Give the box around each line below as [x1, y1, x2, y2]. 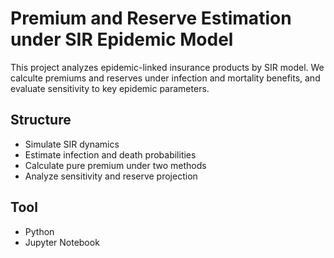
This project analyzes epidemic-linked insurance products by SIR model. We [10, 61, 325, 73]
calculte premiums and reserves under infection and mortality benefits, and [10, 72, 321, 84]
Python [24, 225, 55, 237]
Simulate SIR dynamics [24, 138, 120, 150]
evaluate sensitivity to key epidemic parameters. [10, 82, 210, 94]
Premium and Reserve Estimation [10, 7, 292, 30]
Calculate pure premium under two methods [24, 159, 207, 171]
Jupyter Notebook [24, 236, 100, 248]
